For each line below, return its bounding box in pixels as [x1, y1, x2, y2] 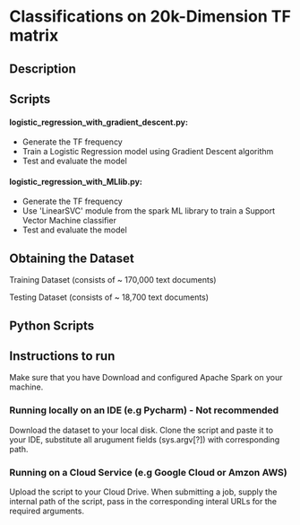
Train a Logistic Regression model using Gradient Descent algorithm [21, 146, 274, 157]
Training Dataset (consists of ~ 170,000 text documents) [9, 275, 217, 285]
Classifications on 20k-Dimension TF [9, 6, 291, 27]
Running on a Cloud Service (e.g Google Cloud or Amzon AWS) [9, 466, 288, 478]
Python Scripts [9, 318, 95, 333]
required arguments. [9, 505, 85, 516]
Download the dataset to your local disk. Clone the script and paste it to [9, 424, 274, 435]
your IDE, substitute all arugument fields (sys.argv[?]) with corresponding [9, 433, 280, 445]
